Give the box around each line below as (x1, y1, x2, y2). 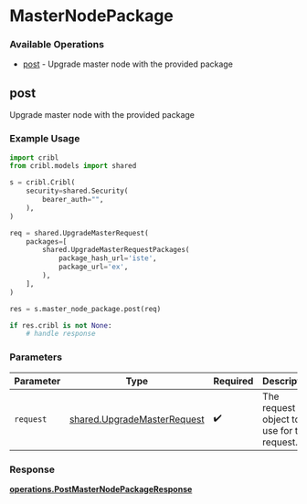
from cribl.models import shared (9, 162, 137, 171)
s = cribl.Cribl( (9, 178, 76, 187)
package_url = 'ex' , (58, 262, 129, 272)
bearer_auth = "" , (42, 195, 104, 205)
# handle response (26, 330, 96, 339)
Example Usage (9, 132, 80, 145)
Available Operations (9, 38, 105, 51)
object (261, 413, 290, 425)
